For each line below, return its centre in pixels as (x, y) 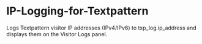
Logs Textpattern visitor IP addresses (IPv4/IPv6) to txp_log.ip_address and (102, 28)
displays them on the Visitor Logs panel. (57, 34)
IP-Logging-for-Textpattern (77, 11)
